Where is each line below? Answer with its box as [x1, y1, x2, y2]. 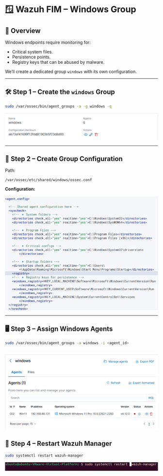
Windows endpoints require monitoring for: [5, 39, 91, 45]
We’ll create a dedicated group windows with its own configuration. [5, 69, 137, 74]
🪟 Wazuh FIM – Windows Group [5, 4, 137, 15]
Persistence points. [12, 54, 51, 60]
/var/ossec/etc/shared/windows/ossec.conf [5, 177, 92, 183]
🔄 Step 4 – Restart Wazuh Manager [5, 439, 113, 448]
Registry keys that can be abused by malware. [12, 59, 105, 65]
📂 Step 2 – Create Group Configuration [5, 154, 123, 163]
